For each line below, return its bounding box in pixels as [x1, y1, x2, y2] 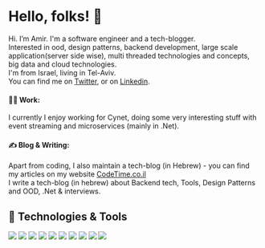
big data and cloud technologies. [8, 59, 117, 69]
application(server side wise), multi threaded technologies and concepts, [8, 51, 251, 60]
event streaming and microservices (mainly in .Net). [8, 121, 179, 131]
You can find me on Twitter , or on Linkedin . [8, 76, 150, 86]
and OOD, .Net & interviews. [8, 186, 101, 196]
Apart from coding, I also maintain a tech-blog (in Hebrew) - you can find [8, 161, 251, 171]
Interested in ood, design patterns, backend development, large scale [8, 42, 238, 51]
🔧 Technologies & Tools [8, 209, 128, 223]
